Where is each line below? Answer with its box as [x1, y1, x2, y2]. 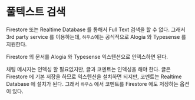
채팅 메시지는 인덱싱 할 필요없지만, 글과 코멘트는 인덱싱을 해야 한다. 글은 [6, 65, 171, 72]
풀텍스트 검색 [6, 5, 66, 19]
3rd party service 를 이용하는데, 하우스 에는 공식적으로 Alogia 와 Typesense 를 [6, 33, 187, 40]
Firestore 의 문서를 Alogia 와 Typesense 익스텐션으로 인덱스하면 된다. [6, 53, 168, 60]
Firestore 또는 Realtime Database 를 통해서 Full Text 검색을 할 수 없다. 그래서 [6, 26, 186, 33]
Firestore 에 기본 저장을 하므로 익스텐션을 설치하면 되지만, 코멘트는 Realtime [6, 73, 182, 80]
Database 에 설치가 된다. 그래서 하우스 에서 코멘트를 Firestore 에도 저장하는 [6, 80, 179, 87]
